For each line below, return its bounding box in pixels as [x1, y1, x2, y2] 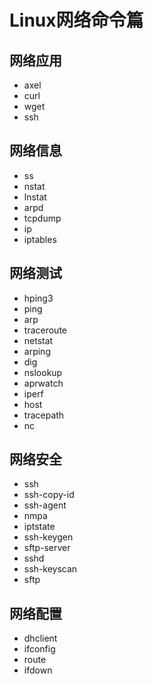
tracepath [23, 409, 65, 421]
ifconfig [23, 643, 56, 655]
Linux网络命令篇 [9, 9, 144, 32]
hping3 [23, 292, 54, 304]
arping [23, 345, 51, 357]
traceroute [23, 324, 67, 336]
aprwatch [23, 377, 64, 389]
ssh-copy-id [23, 489, 75, 501]
